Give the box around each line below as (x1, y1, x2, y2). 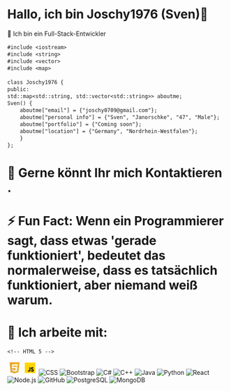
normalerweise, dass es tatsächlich (7, 262, 218, 278)
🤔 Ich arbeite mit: (7, 325, 108, 340)
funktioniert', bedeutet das (7, 248, 166, 264)
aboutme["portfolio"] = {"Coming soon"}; (20, 120, 142, 128)
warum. (7, 292, 53, 308)
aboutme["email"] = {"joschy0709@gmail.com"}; (20, 106, 158, 114)
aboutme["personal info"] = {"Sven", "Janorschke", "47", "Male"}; (20, 113, 220, 121)
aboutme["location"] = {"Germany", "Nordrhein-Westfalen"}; (20, 127, 198, 135)
